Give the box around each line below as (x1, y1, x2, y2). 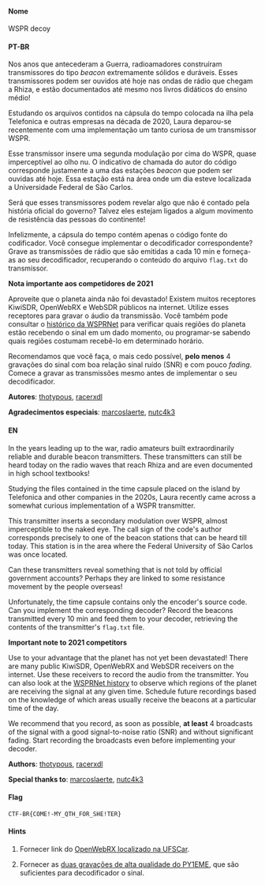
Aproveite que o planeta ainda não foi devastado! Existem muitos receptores (8, 294, 256, 304)
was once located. (8, 550, 69, 559)
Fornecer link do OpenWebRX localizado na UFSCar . (19, 845, 190, 854)
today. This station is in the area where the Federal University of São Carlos (8, 541, 254, 550)
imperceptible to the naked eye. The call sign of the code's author (8, 524, 222, 534)
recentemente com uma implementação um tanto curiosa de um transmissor (8, 125, 257, 134)
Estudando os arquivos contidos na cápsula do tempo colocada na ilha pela (8, 108, 254, 118)
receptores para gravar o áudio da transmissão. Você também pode (8, 311, 229, 320)
